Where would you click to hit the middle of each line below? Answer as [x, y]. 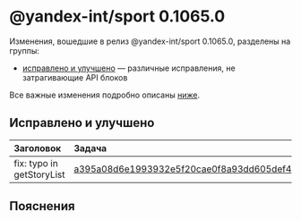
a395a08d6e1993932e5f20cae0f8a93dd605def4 [183, 169]
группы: [25, 50]
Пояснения [42, 206]
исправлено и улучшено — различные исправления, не [129, 68]
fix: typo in [36, 163]
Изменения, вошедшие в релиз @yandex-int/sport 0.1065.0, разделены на [150, 41]
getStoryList [39, 174]
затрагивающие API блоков [75, 77]
